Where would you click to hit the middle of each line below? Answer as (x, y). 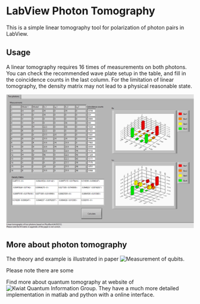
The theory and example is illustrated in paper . (96, 259)
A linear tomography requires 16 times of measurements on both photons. (97, 67)
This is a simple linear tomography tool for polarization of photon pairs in (95, 27)
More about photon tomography (67, 245)
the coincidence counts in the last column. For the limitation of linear (90, 79)
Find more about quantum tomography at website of (70, 282)
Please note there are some (40, 271)
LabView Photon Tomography (81, 11)
